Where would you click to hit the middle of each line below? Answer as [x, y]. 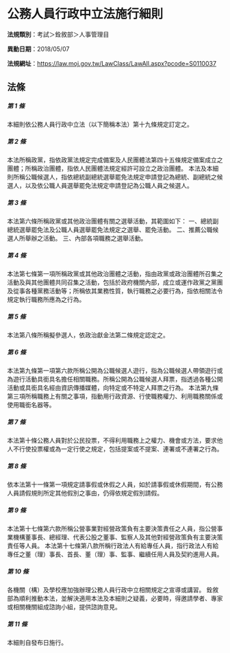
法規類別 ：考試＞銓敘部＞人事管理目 [58, 34]
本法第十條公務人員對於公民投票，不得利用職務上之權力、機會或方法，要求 [112, 441]
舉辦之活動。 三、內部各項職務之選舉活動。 [86, 238]
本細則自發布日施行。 [37, 642]
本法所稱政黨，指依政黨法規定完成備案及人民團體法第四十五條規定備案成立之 [115, 160]
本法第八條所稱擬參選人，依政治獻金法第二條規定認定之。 [88, 335]
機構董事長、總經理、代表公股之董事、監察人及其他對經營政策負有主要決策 [118, 537]
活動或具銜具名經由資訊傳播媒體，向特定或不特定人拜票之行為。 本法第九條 [113, 388]
